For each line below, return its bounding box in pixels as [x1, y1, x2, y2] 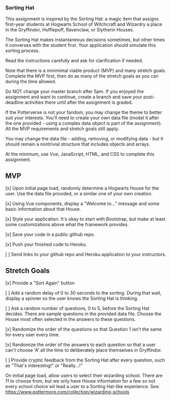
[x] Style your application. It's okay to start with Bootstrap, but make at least [5, 216, 165, 222]
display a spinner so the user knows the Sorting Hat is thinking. [5, 295, 139, 301]
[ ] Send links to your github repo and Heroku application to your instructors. [5, 251, 166, 258]
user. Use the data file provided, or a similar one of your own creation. [5, 191, 153, 197]
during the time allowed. [5, 79, 56, 85]
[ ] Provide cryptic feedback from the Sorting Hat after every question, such [5, 357, 165, 363]
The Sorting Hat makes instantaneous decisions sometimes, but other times [5, 37, 165, 43]
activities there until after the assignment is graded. [25, 99, 133, 105]
